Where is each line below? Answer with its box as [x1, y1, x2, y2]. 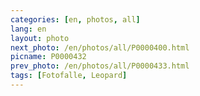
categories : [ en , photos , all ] [10, 14, 141, 25]
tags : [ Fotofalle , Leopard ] [10, 71, 128, 81]
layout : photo [10, 33, 70, 43]
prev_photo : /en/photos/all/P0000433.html [10, 61, 190, 71]
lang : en [10, 24, 47, 34]
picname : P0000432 [10, 52, 87, 62]
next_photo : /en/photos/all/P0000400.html [10, 42, 190, 53]
